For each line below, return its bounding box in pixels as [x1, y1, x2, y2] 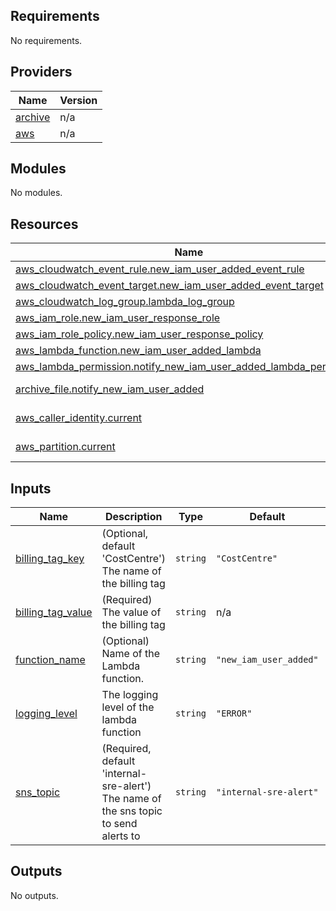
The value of [101, 605, 162, 619]
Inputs [10, 480, 52, 497]
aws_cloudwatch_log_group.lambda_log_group [15, 295, 235, 309]
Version [59, 93, 98, 107]
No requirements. [10, 34, 83, 46]
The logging [101, 688, 159, 702]
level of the [101, 700, 155, 714]
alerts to [101, 829, 141, 843]
